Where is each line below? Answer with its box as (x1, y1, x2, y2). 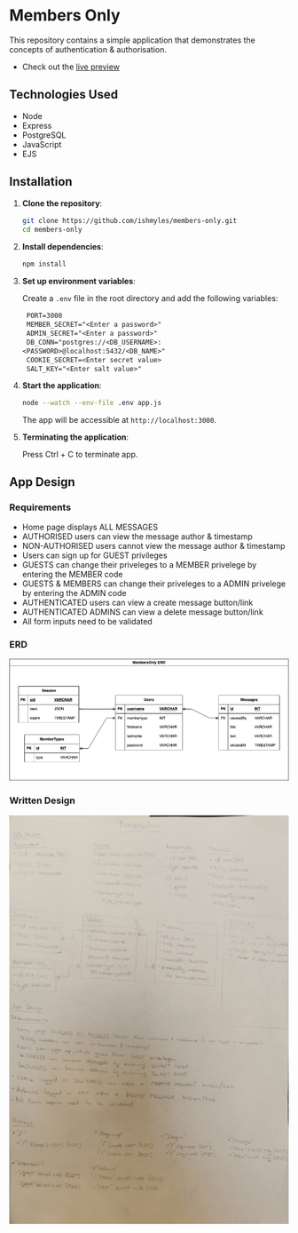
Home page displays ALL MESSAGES (21, 521, 158, 532)
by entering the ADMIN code (21, 587, 127, 598)
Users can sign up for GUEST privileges (21, 550, 168, 561)
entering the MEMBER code (21, 569, 123, 579)
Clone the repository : (21, 197, 103, 209)
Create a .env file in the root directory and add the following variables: (21, 293, 278, 304)
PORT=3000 (26, 312, 63, 321)
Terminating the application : (21, 432, 129, 442)
